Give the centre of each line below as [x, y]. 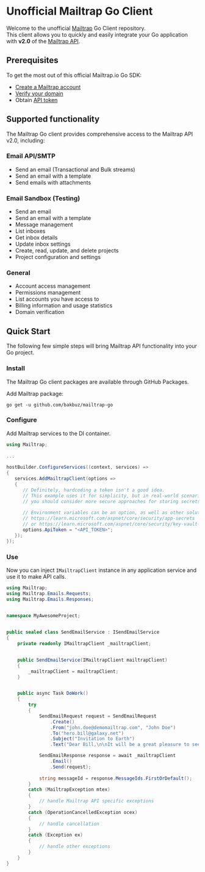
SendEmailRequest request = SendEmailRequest [98, 716]
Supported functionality [53, 119]
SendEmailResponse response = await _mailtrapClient [107, 756]
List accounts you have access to [57, 299]
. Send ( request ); [70, 767]
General [18, 273]
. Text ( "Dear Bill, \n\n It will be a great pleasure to [120, 745]
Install [16, 368]
